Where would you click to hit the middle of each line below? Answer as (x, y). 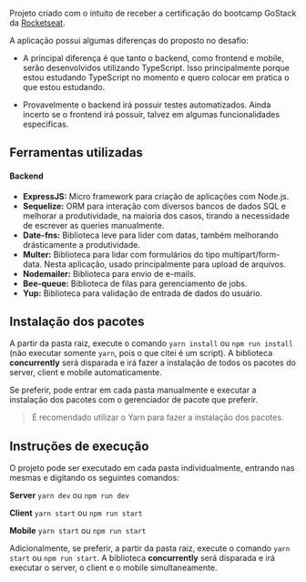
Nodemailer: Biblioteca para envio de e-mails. (109, 273)
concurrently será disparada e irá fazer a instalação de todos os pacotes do (153, 362)
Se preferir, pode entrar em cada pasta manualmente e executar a (133, 390)
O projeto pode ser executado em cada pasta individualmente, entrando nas (152, 468)
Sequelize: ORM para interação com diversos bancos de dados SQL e (154, 206)
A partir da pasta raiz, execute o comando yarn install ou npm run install (151, 343)
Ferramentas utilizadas (76, 153)
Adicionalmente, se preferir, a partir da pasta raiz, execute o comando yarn (150, 548)
